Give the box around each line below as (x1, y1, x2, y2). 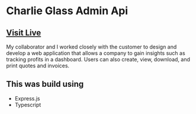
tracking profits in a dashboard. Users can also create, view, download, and (6, 56, 191, 63)
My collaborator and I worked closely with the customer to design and (6, 43, 177, 50)
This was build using (6, 79, 84, 89)
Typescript (14, 101, 41, 108)
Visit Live (6, 28, 41, 38)
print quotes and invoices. (6, 62, 70, 69)
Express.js (14, 95, 40, 102)
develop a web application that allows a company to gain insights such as (6, 50, 185, 57)
